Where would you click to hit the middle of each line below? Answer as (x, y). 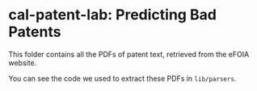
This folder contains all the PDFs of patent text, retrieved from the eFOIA (129, 54)
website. (23, 63)
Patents (35, 32)
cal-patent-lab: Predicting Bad (112, 15)
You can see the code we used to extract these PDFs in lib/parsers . (122, 78)
